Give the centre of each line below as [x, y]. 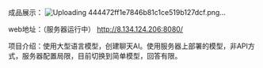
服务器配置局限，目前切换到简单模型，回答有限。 [102, 56]
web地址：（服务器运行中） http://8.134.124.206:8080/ [96, 29]
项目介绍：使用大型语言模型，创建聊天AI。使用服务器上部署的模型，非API [128, 46]
